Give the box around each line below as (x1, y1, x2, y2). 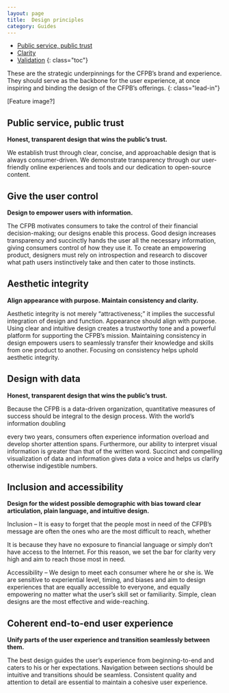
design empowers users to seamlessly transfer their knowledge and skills (7, 339, 214, 347)
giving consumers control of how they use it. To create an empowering (7, 244, 206, 252)
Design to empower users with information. (7, 208, 133, 217)
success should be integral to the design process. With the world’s (7, 412, 195, 420)
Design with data (7, 373, 81, 385)
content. (7, 171, 31, 179)
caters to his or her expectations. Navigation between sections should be (7, 664, 213, 672)
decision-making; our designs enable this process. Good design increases (7, 229, 217, 237)
